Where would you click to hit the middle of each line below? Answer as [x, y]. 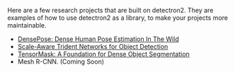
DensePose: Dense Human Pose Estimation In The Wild [98, 39]
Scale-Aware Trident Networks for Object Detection [93, 46]
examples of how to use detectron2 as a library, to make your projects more [118, 18]
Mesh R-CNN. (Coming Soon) [61, 62]
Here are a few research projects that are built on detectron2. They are [110, 10]
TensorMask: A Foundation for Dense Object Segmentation [103, 54]
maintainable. [27, 25]
